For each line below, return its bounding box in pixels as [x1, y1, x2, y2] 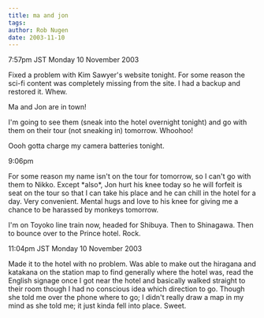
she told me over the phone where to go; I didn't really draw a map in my [8, 293, 244, 302]
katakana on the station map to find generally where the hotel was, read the [8, 268, 254, 277]
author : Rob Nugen [8, 26, 69, 34]
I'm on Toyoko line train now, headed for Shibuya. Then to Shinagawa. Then [8, 220, 254, 230]
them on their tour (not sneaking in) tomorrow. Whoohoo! [8, 126, 193, 135]
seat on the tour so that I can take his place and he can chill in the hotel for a [8, 188, 256, 198]
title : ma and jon [8, 11, 69, 20]
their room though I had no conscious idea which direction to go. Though [8, 284, 246, 294]
